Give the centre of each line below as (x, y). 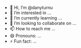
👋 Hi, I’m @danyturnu (31, 8)
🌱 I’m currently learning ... (36, 18)
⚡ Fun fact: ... (23, 41)
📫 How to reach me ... (32, 29)
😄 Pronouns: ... (26, 36)
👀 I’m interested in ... (30, 13)
